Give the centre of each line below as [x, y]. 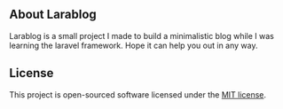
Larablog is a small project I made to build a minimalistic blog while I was [142, 35]
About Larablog [53, 15]
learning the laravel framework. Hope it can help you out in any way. [134, 45]
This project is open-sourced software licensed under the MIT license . [138, 94]
